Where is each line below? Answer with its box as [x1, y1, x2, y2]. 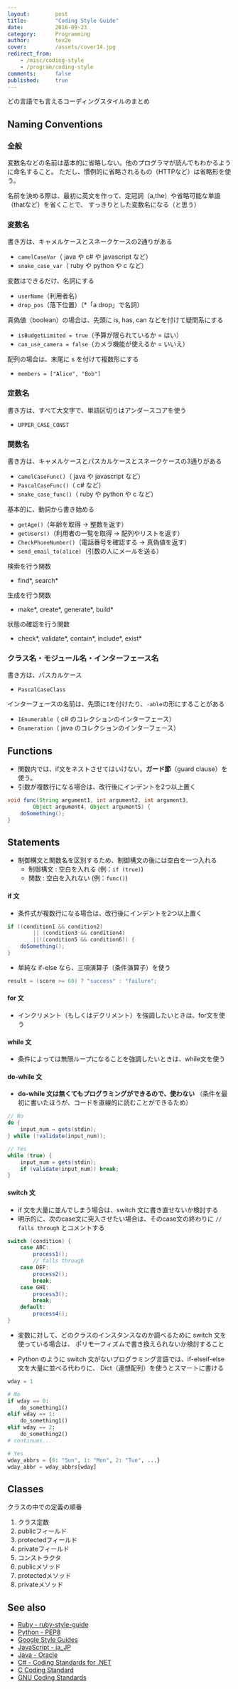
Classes [7, 1483, 44, 1495]
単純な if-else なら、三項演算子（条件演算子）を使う [17, 963, 171, 971]
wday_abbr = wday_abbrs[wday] [7, 1463, 97, 1470]
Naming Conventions [7, 118, 103, 130]
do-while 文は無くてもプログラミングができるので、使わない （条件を [17, 1090, 222, 1098]
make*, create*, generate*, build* [17, 605, 114, 614]
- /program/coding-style [20, 63, 94, 71]
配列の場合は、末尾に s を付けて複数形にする [7, 355, 139, 363]
